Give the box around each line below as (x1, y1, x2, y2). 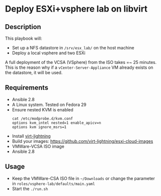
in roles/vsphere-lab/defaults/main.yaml (12, 181, 95, 186)
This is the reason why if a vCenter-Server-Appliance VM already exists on (5, 64, 154, 70)
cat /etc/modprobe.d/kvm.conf (12, 116, 73, 121)
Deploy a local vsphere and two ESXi (12, 50, 86, 56)
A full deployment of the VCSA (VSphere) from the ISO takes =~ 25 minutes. (5, 60, 157, 65)
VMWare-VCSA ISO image (12, 143, 64, 149)
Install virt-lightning (12, 133, 51, 139)
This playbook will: (5, 35, 43, 41)
